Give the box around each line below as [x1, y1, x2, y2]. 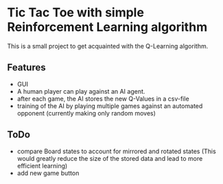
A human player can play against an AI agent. [16, 87, 145, 95]
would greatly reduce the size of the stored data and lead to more [16, 154, 203, 162]
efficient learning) [16, 161, 68, 170]
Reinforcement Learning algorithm [7, 19, 208, 35]
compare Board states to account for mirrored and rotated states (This [16, 147, 216, 155]
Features [7, 62, 46, 73]
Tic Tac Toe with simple [7, 5, 144, 21]
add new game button [16, 169, 80, 177]
